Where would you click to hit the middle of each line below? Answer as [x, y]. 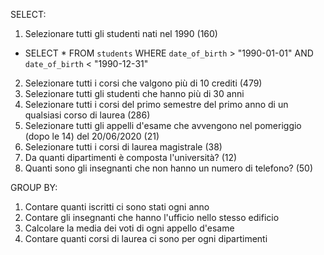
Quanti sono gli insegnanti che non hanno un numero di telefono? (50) [169, 168]
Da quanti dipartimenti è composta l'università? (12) [131, 157]
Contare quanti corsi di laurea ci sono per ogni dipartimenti [146, 238]
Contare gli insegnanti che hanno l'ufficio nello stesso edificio [152, 217]
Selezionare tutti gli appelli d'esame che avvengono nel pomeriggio [163, 125]
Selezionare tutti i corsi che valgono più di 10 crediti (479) [143, 83]
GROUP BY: [34, 187]
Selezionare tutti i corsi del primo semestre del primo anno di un [156, 104]
